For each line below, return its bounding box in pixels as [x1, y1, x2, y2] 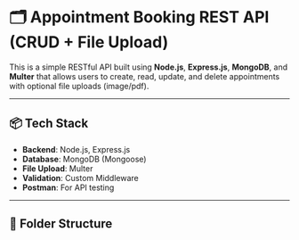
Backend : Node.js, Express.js [21, 144, 131, 154]
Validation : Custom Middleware [21, 172, 140, 183]
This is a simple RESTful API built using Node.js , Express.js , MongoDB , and [9, 62, 288, 72]
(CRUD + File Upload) [9, 32, 169, 53]
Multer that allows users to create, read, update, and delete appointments [9, 70, 280, 81]
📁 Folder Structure [9, 216, 113, 232]
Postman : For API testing [21, 182, 115, 193]
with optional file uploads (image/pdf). [9, 80, 149, 91]
